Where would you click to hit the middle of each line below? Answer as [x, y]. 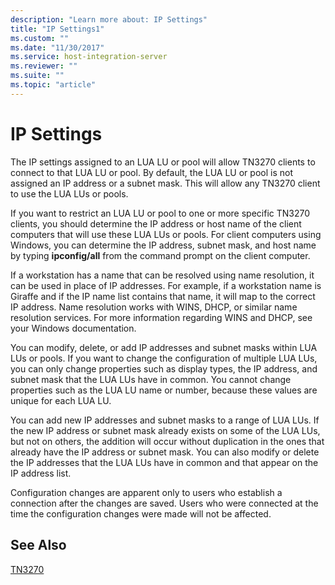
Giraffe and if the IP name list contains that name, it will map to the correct [163, 296]
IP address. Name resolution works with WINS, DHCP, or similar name [154, 307]
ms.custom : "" [40, 38]
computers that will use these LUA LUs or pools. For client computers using [166, 234]
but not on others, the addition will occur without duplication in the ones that [167, 441]
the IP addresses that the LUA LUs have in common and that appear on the [164, 462]
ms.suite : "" [37, 76]
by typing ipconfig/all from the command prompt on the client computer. [160, 255]
